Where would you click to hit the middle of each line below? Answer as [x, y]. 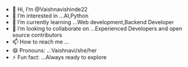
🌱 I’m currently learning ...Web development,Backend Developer [93, 22]
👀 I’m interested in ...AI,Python [50, 16]
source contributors [37, 35]
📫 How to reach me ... [40, 42]
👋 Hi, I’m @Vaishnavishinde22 [50, 9]
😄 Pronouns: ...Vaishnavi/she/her [55, 50]
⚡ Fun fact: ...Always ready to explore [59, 57]
